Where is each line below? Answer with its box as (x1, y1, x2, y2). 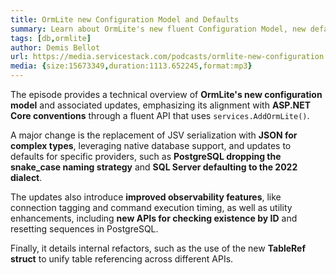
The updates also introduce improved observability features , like (10, 191, 282, 203)
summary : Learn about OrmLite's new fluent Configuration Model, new (10, 24, 307, 34)
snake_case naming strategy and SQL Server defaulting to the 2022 (10, 161, 298, 173)
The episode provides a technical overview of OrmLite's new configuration (10, 89, 323, 100)
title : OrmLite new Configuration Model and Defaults (10, 14, 240, 25)
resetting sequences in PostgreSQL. (10, 223, 159, 235)
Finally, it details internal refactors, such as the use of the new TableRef (10, 242, 307, 254)
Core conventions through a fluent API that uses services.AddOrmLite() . (10, 110, 310, 121)
